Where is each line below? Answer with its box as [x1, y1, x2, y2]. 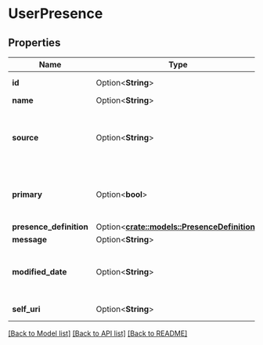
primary [12, 189, 43, 200]
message [12, 234, 47, 245]
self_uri [12, 303, 41, 314]
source [12, 133, 39, 143]
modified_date [12, 267, 67, 277]
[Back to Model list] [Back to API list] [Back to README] [8, 329, 188, 338]
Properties [8, 36, 61, 49]
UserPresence [8, 5, 103, 23]
